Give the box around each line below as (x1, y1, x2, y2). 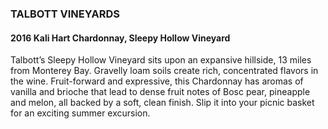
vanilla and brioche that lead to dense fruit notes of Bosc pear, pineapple (10, 86, 311, 98)
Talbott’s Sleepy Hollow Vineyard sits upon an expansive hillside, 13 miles (10, 54, 312, 66)
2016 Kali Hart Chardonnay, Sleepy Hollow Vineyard (10, 32, 231, 44)
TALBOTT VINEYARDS (10, 7, 120, 21)
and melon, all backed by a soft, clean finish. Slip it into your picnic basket (10, 97, 315, 109)
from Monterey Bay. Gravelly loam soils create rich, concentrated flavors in (10, 65, 319, 77)
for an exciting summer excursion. (10, 107, 151, 119)
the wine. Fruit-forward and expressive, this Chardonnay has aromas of (10, 75, 304, 87)
